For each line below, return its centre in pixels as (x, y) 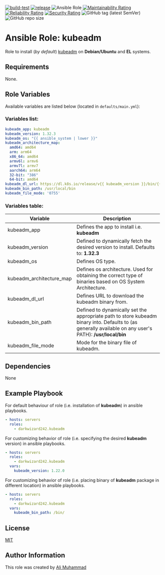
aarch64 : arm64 (25, 170)
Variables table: (24, 206)
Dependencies (28, 366)
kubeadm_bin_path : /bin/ (39, 513)
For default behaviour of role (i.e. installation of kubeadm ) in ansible (74, 405)
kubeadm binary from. (102, 302)
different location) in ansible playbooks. (45, 485)
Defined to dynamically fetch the (114, 241)
